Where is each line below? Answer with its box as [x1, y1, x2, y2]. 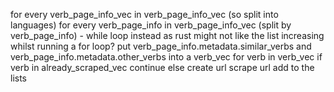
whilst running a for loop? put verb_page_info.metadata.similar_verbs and [10, 40, 312, 52]
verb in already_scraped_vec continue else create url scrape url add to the [10, 62, 315, 73]
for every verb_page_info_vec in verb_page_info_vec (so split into [10, 9, 279, 20]
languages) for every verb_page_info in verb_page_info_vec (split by [10, 19, 292, 31]
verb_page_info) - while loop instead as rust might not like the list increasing [10, 30, 325, 41]
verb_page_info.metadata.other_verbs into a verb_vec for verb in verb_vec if [10, 51, 323, 63]
